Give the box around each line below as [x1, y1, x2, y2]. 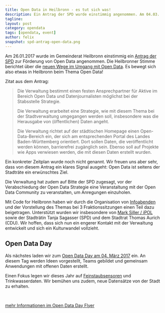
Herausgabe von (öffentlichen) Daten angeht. [17, 118, 109, 124]
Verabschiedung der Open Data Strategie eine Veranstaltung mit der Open [5, 184, 156, 190]
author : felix [5, 35, 34, 40]
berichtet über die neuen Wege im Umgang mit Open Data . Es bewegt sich [5, 63, 156, 69]
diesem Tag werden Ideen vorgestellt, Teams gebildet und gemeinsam [5, 258, 148, 264]
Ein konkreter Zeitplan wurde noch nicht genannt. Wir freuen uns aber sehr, [5, 159, 158, 165]
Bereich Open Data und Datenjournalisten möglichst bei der [17, 93, 138, 99]
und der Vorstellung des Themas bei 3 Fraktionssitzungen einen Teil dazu [5, 204, 154, 210]
